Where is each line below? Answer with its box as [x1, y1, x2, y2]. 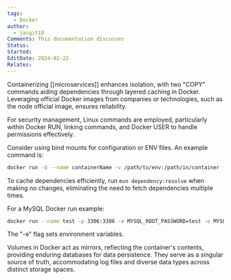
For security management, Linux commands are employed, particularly [7, 115, 208, 124]
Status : [7, 42, 30, 49]
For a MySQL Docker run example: [7, 204, 105, 213]
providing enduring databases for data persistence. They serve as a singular [7, 250, 223, 259]
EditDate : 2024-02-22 [7, 55, 69, 62]
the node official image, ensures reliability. [7, 102, 127, 110]
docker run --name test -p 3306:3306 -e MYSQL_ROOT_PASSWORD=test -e [7, 217, 211, 224]
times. [7, 191, 25, 200]
